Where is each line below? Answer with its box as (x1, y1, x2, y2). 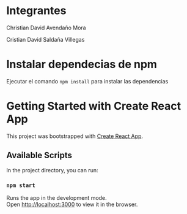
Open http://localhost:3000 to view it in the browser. (6, 201, 138, 208)
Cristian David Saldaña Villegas (6, 36, 85, 43)
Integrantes (6, 4, 67, 18)
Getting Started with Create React (6, 99, 182, 113)
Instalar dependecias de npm (6, 58, 158, 71)
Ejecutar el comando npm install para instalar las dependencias (6, 77, 169, 85)
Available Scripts (6, 150, 72, 161)
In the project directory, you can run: (6, 166, 98, 174)
